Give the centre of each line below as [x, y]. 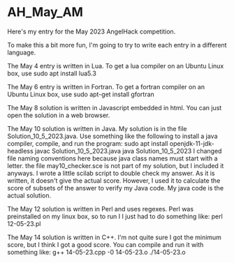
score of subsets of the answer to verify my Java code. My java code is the [116, 188]
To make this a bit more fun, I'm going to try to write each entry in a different [117, 45]
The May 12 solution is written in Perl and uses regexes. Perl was [101, 209]
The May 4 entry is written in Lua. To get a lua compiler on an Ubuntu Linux [116, 66]
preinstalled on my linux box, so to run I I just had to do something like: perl [115, 216]
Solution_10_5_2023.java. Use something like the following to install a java [112, 136]
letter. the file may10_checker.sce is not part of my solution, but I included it [116, 165]
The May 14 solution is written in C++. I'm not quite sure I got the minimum [115, 237]
